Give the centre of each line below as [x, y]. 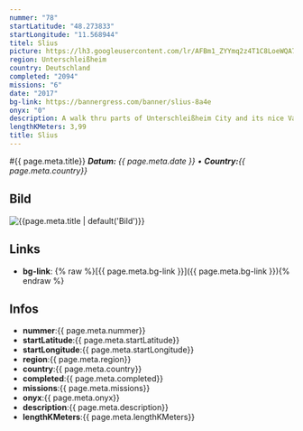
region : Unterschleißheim [58, 60]
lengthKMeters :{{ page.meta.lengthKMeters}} [109, 417]
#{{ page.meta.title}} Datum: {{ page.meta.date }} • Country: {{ [128, 161]
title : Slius [34, 136]
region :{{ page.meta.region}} [77, 360]
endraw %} [43, 280]
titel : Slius [34, 43]
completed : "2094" [44, 77]
